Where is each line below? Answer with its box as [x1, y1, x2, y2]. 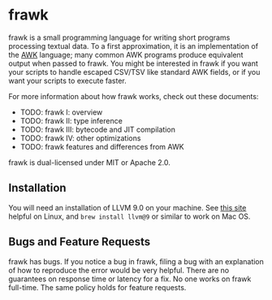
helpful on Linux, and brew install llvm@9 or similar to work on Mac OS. [8, 211, 251, 221]
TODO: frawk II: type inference [19, 115, 123, 125]
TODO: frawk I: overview [19, 107, 103, 117]
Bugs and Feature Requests [8, 235, 151, 249]
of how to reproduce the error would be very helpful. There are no [8, 265, 230, 275]
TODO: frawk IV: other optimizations [19, 133, 141, 143]
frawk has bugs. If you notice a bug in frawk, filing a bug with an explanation [8, 256, 264, 266]
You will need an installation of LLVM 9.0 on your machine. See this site [8, 202, 247, 212]
